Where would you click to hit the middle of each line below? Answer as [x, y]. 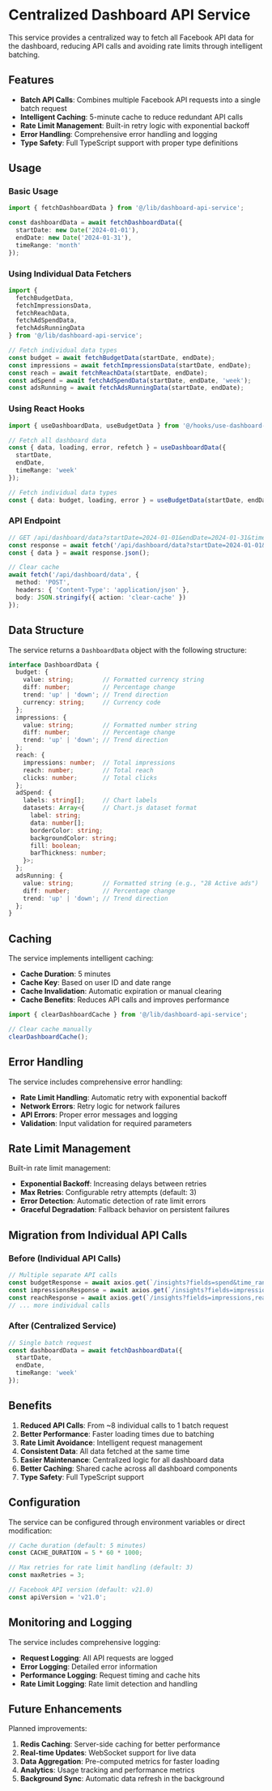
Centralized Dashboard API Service [130, 15]
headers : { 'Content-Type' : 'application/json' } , [103, 590]
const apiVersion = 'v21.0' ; [57, 1597]
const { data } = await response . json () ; [79, 553]
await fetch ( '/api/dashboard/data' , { [74, 575]
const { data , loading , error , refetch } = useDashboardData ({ [117, 448]
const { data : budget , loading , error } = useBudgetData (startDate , [126, 500]
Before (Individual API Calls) [65, 1258]
